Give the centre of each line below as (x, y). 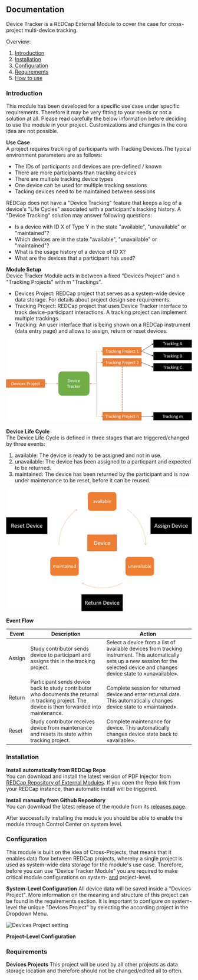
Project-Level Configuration (41, 936)
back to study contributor (61, 688)
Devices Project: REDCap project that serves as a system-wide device (100, 293)
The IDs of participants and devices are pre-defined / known (88, 167)
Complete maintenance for (138, 721)
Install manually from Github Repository (56, 800)
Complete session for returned (143, 688)
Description (66, 634)
